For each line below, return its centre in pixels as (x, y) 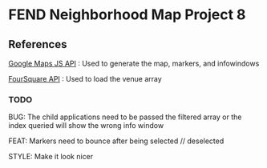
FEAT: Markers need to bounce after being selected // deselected (116, 141)
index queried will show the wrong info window (86, 126)
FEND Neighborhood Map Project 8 (127, 15)
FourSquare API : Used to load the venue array (85, 79)
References (38, 44)
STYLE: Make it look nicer (51, 157)
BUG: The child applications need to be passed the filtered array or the (125, 117)
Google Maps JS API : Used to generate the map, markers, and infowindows (134, 63)
